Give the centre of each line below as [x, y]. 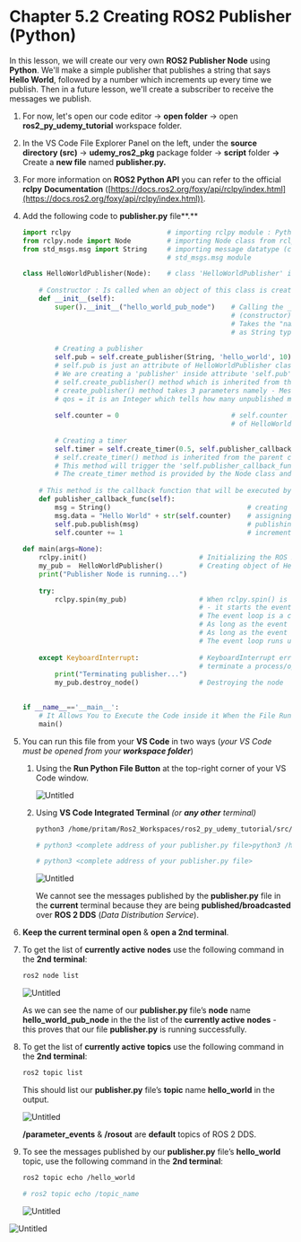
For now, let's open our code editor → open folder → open [130, 116]
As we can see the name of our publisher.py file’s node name [136, 1010]
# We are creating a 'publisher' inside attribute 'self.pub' [173, 374]
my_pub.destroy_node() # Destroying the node [169, 683]
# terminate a [225, 666]
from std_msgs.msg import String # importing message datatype [150, 249]
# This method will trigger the [115, 466]
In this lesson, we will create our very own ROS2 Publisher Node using [140, 60]
